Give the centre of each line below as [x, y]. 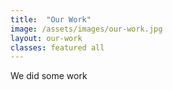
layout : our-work [46, 38]
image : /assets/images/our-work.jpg [86, 29]
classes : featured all [57, 47]
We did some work [49, 76]
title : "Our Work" [51, 19]
